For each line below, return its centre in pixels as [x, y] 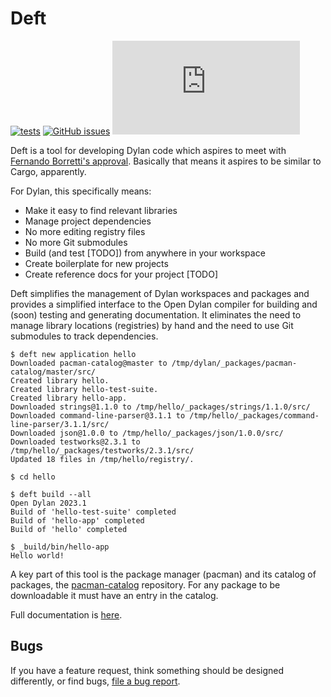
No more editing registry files [85, 231]
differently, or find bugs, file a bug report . [95, 681]
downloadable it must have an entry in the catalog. [114, 595]
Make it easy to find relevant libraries [101, 210]
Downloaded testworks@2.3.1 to [75, 442]
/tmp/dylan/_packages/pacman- [234, 363]
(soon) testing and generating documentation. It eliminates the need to [156, 314]
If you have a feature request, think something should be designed [147, 670]
